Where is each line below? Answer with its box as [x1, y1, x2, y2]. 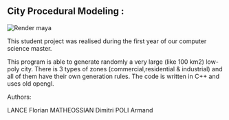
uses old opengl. [7, 79, 54, 88]
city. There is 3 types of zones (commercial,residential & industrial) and [21, 64, 223, 73]
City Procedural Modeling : [7, 5, 124, 17]
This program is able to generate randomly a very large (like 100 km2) [7, 58, 205, 66]
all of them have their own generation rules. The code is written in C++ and [7, 72, 220, 80]
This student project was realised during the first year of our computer [7, 37, 207, 45]
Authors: [7, 93, 32, 101]
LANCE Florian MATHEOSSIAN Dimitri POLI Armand [7, 106, 153, 114]
